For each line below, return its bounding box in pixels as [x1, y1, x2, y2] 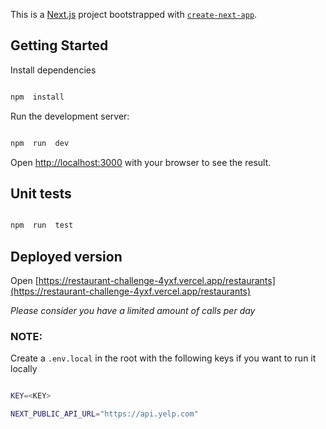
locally [10, 363, 38, 375]
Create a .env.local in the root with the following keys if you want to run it [10, 352, 317, 364]
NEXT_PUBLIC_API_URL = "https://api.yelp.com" [10, 409, 199, 419]
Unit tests [10, 185, 72, 202]
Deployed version [10, 248, 123, 265]
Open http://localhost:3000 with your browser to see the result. [10, 156, 272, 168]
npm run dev [10, 138, 70, 148]
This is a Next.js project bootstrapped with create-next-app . [10, 9, 258, 20]
